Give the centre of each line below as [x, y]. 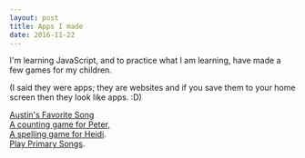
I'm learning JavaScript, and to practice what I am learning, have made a [145, 61]
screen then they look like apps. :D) [76, 97]
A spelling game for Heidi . [58, 134]
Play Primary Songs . [47, 144]
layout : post [34, 18]
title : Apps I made [46, 26]
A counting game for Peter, [60, 124]
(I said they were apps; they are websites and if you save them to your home [152, 88]
